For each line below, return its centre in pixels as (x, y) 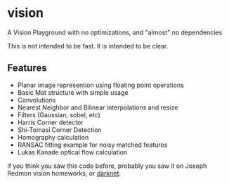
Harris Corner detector (50, 122)
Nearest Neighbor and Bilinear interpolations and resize (98, 107)
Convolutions (37, 100)
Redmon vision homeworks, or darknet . (64, 173)
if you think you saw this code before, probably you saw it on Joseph (107, 166)
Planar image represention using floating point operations (100, 85)
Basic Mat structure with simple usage (73, 92)
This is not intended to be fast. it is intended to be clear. (88, 46)
